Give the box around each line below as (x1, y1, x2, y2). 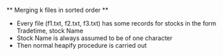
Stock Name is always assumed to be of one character (16, 34, 173, 42)
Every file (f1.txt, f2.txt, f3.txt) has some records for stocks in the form (16, 19, 217, 27)
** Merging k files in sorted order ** (6, 6, 109, 14)
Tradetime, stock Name (16, 27, 84, 35)
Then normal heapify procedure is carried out (16, 41, 147, 49)
